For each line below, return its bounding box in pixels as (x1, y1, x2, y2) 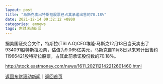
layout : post (5, 7, 33, 13)
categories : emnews (5, 21, 46, 27)
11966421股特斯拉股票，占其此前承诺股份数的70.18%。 (5, 53, 119, 59)
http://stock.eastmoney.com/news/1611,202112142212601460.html (5, 63, 142, 69)
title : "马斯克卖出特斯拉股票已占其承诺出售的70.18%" (5, 12, 107, 17)
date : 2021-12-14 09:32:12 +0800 (5, 17, 75, 22)
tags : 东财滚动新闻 (5, 26, 42, 31)
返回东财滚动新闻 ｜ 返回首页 (5, 73, 63, 79)
